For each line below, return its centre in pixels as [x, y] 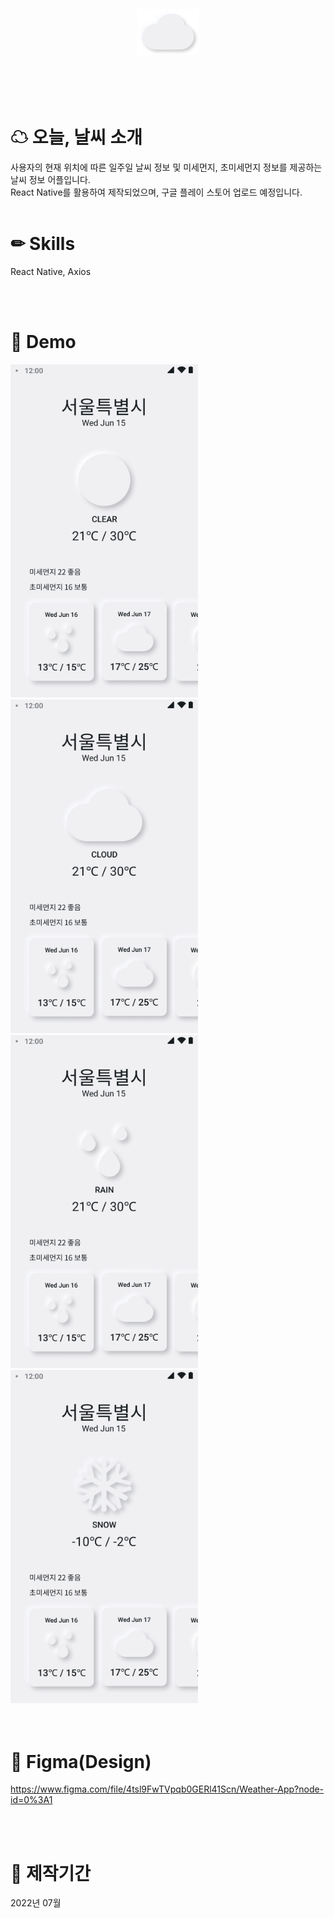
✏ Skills [43, 244]
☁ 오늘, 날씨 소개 [76, 137]
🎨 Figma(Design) [81, 1761]
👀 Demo [43, 342]
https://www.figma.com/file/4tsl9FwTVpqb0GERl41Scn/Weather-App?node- [167, 1789]
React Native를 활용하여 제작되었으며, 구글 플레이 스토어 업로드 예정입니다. [156, 192]
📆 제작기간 [51, 1873]
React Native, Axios [51, 272]
